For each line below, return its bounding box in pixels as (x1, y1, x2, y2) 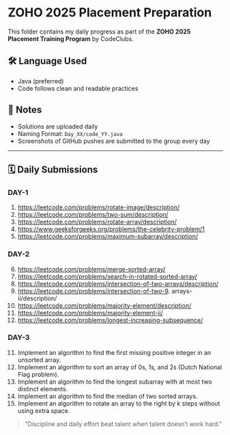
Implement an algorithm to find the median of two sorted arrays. (17, 392, 198, 400)
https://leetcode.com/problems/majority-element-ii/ (17, 308, 163, 317)
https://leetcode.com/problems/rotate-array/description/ (17, 217, 177, 226)
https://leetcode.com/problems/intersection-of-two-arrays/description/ (17, 279, 219, 288)
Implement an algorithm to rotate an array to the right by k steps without (17, 399, 220, 408)
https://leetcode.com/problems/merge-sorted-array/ (17, 265, 166, 273)
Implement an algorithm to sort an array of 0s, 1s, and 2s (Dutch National (17, 362, 222, 371)
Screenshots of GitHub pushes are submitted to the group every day (17, 137, 210, 145)
